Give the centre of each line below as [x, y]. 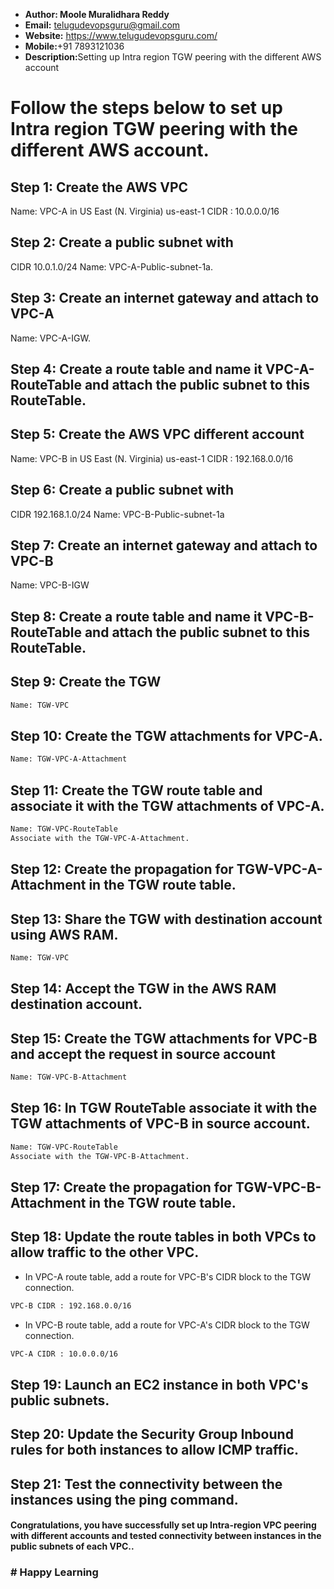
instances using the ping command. [124, 1499]
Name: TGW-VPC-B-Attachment [69, 1077]
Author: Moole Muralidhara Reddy [97, 14]
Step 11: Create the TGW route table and [136, 790]
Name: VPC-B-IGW [50, 585]
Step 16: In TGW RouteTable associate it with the [164, 1108]
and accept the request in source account [143, 1054]
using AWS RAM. [64, 934]
